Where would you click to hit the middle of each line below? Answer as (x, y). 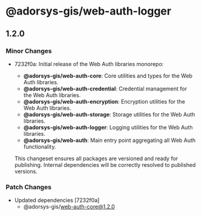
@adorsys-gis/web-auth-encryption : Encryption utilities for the (104, 101)
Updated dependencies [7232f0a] (57, 200)
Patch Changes (29, 187)
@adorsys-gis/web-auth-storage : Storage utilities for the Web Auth (109, 114)
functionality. (40, 146)
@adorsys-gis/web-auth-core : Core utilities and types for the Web (108, 76)
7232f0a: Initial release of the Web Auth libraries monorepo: (89, 64)
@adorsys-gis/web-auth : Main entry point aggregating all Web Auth (109, 140)
